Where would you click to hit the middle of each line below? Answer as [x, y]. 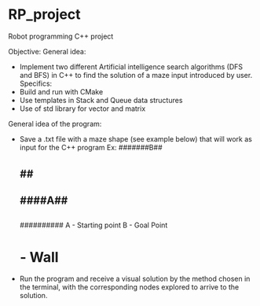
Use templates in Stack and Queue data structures [101, 100]
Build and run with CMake [61, 91]
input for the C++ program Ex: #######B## [91, 147]
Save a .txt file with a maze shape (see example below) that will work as [136, 138]
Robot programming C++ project [61, 36]
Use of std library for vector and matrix [82, 109]
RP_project [44, 15]
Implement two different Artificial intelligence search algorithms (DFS [131, 66]
